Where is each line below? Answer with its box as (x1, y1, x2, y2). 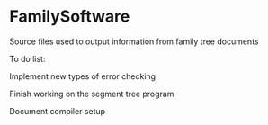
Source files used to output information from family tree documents (9, 36, 259, 47)
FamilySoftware (9, 6, 130, 27)
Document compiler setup (9, 105, 106, 116)
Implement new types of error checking (9, 70, 156, 82)
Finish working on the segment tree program (9, 88, 174, 99)
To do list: (9, 53, 46, 64)
